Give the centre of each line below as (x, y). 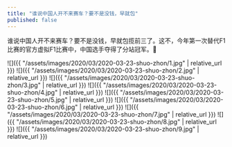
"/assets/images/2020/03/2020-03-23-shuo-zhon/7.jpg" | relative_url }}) (111, 114)
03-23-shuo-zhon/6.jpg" (43, 107)
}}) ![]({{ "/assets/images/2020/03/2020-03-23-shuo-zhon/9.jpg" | (103, 129)
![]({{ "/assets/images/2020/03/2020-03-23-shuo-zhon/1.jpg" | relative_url (115, 63)
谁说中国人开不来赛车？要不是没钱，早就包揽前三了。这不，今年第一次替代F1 (116, 40)
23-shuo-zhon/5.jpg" (37, 99)
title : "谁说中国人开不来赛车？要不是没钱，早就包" (73, 13)
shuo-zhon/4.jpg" (33, 92)
